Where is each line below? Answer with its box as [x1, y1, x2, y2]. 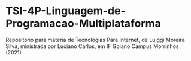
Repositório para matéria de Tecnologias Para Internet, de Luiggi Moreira [5, 36, 185, 43]
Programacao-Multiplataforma [5, 17, 161, 30]
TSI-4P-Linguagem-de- [5, 4, 126, 18]
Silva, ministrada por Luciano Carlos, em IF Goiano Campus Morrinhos [5, 43, 179, 50]
